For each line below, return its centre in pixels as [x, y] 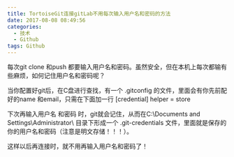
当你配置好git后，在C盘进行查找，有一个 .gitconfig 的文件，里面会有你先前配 [117, 90]
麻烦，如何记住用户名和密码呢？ [59, 75]
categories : [24, 27]
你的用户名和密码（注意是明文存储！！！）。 [70, 131]
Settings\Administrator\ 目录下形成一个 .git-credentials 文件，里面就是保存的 [117, 122]
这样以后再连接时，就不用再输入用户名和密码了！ [78, 146]
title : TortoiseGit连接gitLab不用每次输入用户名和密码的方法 [89, 14]
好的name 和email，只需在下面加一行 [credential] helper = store [99, 99]
